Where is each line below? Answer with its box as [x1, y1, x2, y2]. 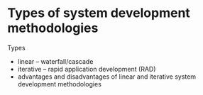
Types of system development [7, 5, 190, 21]
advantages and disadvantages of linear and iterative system [17, 72, 197, 81]
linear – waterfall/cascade [17, 57, 94, 65]
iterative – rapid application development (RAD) [17, 65, 156, 73]
